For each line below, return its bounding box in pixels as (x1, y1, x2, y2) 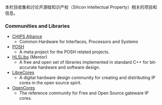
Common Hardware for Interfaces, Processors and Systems (19, 39, 138, 45)
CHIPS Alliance (12, 33, 43, 40)
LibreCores (12, 70, 35, 75)
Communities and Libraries (5, 22, 70, 29)
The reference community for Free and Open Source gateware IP (19, 90, 149, 96)
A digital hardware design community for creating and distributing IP (19, 75, 156, 81)
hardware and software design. (38, 64, 101, 70)
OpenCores (12, 85, 35, 91)
